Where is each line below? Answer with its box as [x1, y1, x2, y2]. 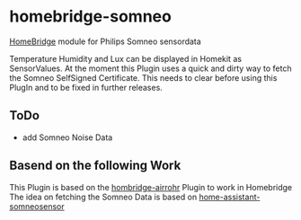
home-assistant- [199, 191, 261, 202]
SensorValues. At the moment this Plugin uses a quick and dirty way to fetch [9, 63, 292, 74]
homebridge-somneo [9, 6, 173, 27]
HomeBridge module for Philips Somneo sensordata [9, 36, 202, 47]
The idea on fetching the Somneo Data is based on [9, 191, 198, 202]
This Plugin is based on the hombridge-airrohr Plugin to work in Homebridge [9, 181, 293, 192]
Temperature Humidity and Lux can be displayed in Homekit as [9, 53, 243, 64]
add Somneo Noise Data [22, 132, 113, 143]
